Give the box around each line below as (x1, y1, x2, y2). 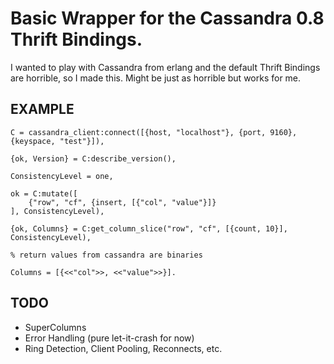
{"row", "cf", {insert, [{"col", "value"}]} (28, 197, 217, 207)
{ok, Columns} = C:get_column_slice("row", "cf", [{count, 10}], (10, 223, 288, 234)
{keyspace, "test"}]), (10, 136, 105, 146)
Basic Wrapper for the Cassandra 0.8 (10, 7, 325, 30)
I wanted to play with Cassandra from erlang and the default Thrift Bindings (10, 61, 321, 73)
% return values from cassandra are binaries (10, 250, 203, 260)
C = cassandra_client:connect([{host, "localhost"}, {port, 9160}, (10, 127, 298, 137)
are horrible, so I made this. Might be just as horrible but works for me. (10, 72, 302, 84)
